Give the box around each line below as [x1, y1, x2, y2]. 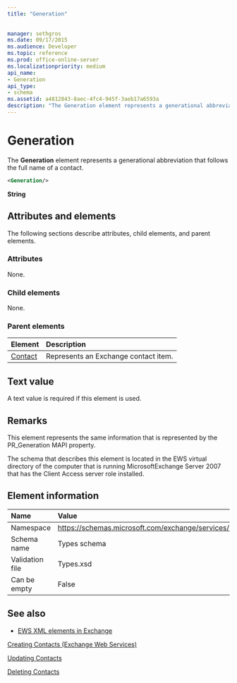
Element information [7, 490, 99, 502]
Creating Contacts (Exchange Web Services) [7, 640, 138, 648]
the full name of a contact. [7, 163, 84, 171]
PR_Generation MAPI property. [7, 441, 96, 449]
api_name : [7, 69, 37, 76]
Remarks [7, 414, 48, 427]
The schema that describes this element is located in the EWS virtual [7, 454, 207, 463]
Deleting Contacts [7, 667, 60, 676]
